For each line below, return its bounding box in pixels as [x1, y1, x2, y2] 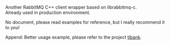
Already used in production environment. [5, 9, 91, 15]
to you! [5, 24, 20, 30]
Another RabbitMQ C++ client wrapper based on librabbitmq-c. [5, 4, 137, 10]
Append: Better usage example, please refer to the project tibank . [5, 34, 142, 40]
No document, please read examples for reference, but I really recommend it [5, 19, 165, 25]
